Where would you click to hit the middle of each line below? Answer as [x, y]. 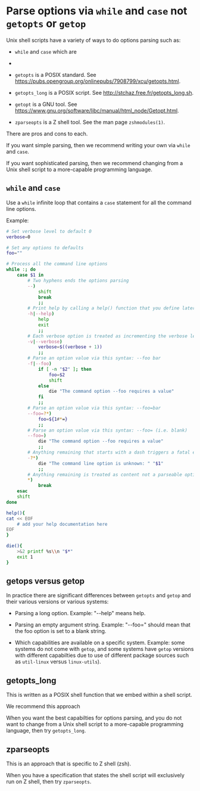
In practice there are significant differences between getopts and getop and [99, 595]
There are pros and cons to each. [47, 134]
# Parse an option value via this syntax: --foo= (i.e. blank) [107, 430]
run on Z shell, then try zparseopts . [49, 781]
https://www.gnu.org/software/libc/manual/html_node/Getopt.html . [97, 110]
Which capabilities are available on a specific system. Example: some [100, 643]
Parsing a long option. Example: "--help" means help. [80, 613]
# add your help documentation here [62, 524]
